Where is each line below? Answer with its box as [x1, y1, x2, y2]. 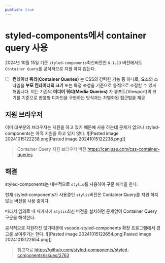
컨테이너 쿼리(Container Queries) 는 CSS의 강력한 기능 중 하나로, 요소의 [12, 76, 153, 82]
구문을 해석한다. [5, 215, 36, 221]
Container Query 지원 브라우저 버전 [17, 146, 87, 152]
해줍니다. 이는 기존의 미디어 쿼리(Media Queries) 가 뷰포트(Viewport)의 [12, 88, 152, 94]
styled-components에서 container [5, 30, 147, 41]
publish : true [5, 7, 34, 12]
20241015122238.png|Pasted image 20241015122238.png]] [5, 136, 126, 142]
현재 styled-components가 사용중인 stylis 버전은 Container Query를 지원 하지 [5, 192, 159, 197]
